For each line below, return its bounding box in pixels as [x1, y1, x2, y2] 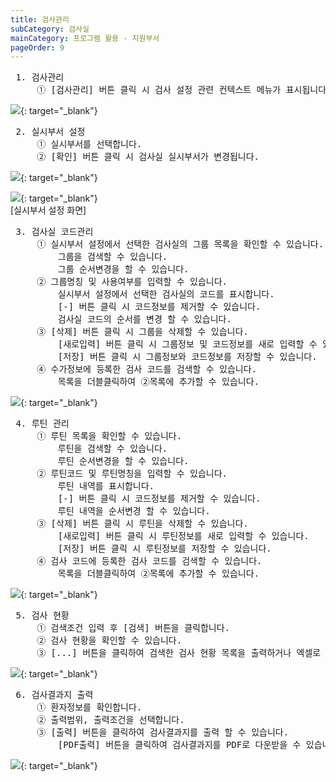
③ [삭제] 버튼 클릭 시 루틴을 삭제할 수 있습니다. [36, 518, 249, 530]
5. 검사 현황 [15, 610, 70, 621]
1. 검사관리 [15, 72, 65, 83]
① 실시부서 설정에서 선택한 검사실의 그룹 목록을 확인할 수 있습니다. [36, 239, 325, 250]
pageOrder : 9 [10, 42, 65, 53]
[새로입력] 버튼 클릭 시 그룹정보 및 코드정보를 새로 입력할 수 [57, 339, 318, 350]
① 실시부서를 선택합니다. [36, 139, 143, 150]
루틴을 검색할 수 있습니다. [57, 443, 168, 455]
